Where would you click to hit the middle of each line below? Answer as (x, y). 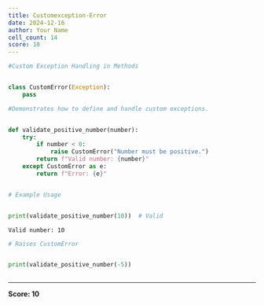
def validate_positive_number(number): (73, 130)
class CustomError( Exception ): (59, 87)
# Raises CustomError (44, 244)
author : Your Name (38, 30)
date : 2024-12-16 (37, 23)
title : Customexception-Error (58, 15)
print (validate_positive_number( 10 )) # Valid (86, 216)
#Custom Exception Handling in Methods (73, 66)
